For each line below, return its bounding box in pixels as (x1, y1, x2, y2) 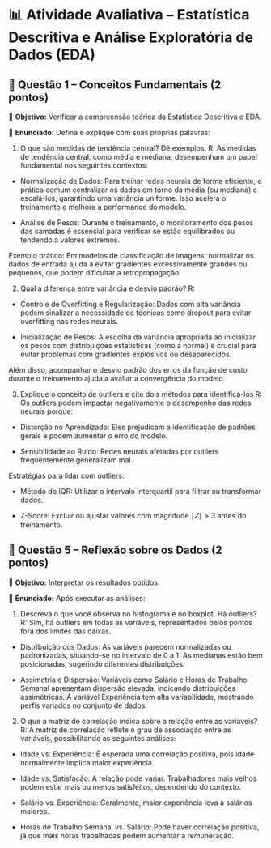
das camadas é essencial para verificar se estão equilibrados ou (19, 227, 235, 236)
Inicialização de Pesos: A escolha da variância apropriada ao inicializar (19, 332, 256, 342)
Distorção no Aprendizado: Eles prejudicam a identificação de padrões (19, 422, 256, 432)
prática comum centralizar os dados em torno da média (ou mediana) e (19, 185, 257, 194)
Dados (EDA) (8, 45, 95, 64)
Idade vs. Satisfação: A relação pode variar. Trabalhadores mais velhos (19, 773, 257, 783)
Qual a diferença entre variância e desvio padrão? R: (19, 283, 196, 293)
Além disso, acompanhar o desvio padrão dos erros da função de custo (8, 365, 248, 374)
